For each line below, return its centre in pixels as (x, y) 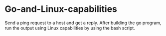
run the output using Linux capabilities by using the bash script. (70, 28)
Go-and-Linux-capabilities (61, 9)
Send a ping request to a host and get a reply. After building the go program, (83, 23)
